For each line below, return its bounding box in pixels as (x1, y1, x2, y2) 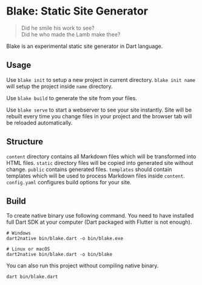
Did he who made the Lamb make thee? (21, 30, 121, 38)
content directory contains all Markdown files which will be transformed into (6, 153, 197, 160)
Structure (6, 136, 44, 147)
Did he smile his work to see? (21, 24, 95, 32)
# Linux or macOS (6, 246, 50, 252)
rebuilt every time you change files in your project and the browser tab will (6, 112, 192, 119)
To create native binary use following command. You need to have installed (6, 212, 194, 220)
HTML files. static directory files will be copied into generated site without (6, 159, 194, 166)
